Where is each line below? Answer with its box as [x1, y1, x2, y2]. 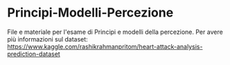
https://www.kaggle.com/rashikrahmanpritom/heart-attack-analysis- [7, 42, 203, 50]
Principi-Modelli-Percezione [7, 5, 174, 21]
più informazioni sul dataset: [7, 35, 88, 43]
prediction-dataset [7, 50, 60, 58]
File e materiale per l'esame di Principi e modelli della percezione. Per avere [7, 28, 223, 36]
